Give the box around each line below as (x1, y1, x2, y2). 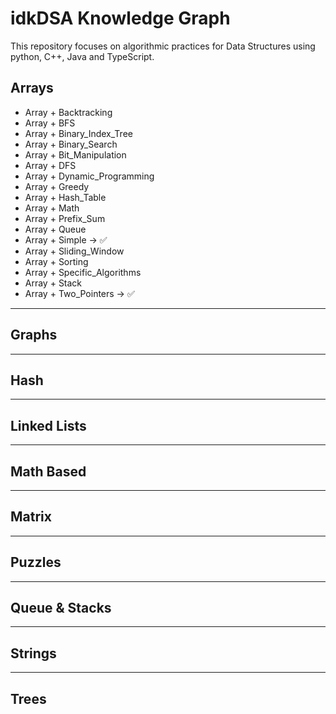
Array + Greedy (24, 180, 90, 192)
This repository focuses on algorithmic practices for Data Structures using (10, 40, 316, 52)
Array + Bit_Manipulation (24, 148, 127, 161)
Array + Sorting (24, 255, 89, 267)
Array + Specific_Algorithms (24, 266, 142, 278)
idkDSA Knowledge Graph (10, 7, 231, 30)
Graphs (10, 327, 58, 344)
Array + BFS (24, 117, 76, 129)
